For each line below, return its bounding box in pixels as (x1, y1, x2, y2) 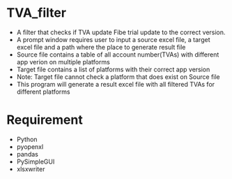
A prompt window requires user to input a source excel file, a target (16, 35, 210, 43)
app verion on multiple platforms (16, 57, 111, 66)
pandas (16, 150, 39, 158)
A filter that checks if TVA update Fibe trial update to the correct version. (16, 28, 226, 36)
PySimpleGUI (16, 157, 55, 166)
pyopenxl (16, 142, 44, 151)
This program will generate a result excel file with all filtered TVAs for (16, 80, 215, 88)
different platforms (16, 87, 70, 96)
